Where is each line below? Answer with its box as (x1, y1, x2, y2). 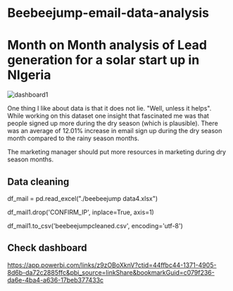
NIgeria (7, 67, 51, 83)
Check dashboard (7, 242, 87, 254)
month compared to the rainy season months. (7, 134, 139, 142)
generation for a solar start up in (7, 52, 200, 68)
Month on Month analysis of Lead (7, 37, 208, 54)
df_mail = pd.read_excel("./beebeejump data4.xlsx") (7, 194, 158, 202)
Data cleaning (7, 175, 70, 187)
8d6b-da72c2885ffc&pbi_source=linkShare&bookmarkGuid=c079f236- (7, 268, 215, 276)
